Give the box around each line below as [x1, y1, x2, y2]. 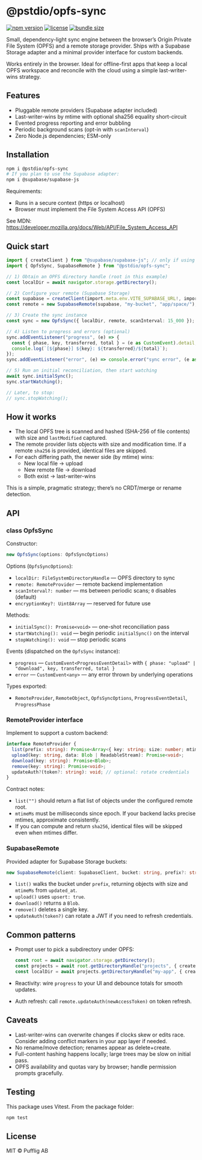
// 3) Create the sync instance [6, 312, 87, 319]
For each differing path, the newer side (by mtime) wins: [14, 454, 155, 461]
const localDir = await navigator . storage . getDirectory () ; [6, 279, 158, 285]
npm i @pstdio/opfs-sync [6, 166, 69, 172]
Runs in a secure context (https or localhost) [14, 199, 125, 207]
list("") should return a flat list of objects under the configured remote [14, 797, 193, 805]
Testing [6, 1087, 35, 1097]
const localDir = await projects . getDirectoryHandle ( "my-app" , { [14, 968, 182, 975]
